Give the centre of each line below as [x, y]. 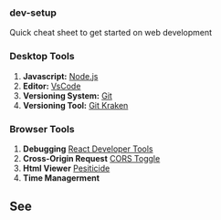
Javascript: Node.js [60, 76]
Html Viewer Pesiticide [66, 168]
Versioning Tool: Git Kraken [75, 105]
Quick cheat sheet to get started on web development [111, 33]
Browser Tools [42, 129]
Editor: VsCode [52, 86]
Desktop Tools [42, 57]
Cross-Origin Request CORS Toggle [91, 158]
